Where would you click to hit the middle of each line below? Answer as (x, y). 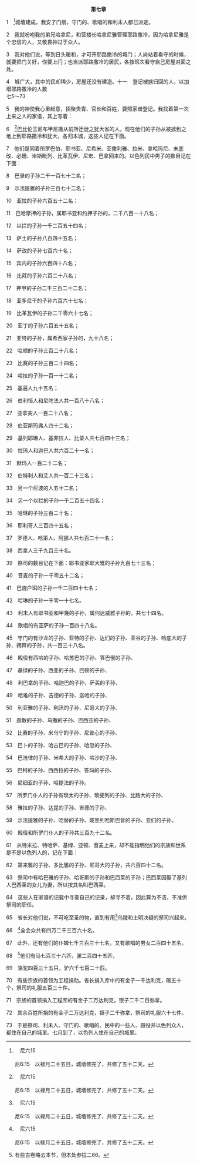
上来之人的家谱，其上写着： (40, 116)
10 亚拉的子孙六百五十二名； (42, 201)
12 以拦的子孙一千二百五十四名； (47, 226)
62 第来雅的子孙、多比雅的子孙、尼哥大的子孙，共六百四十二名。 (86, 865)
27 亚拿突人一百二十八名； (40, 413)
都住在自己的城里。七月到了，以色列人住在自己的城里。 (73, 1033)
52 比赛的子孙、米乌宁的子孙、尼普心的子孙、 (63, 733)
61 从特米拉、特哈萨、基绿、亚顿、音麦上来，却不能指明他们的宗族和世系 (96, 845)
